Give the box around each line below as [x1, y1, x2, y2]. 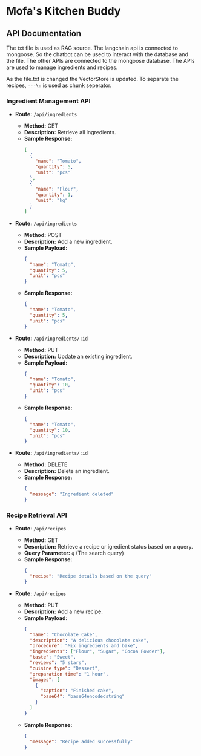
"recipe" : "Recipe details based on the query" [29, 573, 153, 579]
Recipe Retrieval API [6, 511, 68, 520]
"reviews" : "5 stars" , [29, 660, 87, 666]
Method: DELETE [24, 461, 68, 468]
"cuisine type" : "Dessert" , [29, 665, 101, 671]
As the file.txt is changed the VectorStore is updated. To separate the [6, 76, 179, 82]
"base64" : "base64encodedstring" [40, 694, 125, 700]
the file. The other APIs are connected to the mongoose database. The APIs [6, 57, 195, 64]
